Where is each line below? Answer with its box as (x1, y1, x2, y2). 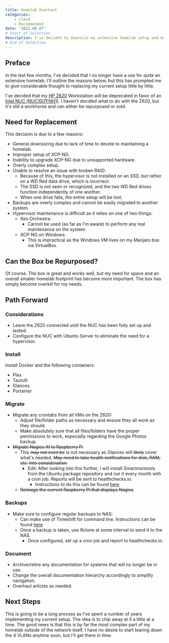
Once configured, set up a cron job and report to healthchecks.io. (27, 537, 163, 543)
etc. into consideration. (20, 460, 68, 466)
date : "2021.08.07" (5, 26, 46, 31)
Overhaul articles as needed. (12, 583, 72, 589)
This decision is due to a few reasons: (5, 131, 84, 137)
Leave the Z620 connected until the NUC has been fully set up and (12, 322, 151, 328)
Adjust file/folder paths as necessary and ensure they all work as (20, 417, 155, 423)
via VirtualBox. (27, 243, 58, 249)
